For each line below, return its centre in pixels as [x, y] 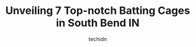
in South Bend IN [98, 23]
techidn [98, 39]
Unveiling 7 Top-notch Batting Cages [98, 11]
